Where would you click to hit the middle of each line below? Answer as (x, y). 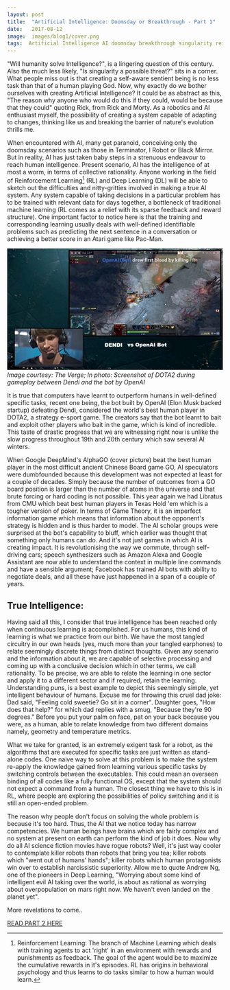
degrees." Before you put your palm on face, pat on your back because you (113, 717)
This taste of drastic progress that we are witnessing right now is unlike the (113, 432)
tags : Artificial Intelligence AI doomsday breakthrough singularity (110, 44)
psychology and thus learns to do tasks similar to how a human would (115, 972)
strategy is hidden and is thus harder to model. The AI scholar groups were (113, 526)
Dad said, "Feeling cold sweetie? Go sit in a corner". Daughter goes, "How (111, 702)
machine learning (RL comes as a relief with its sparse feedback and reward (114, 209)
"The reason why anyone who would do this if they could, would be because (115, 100)
